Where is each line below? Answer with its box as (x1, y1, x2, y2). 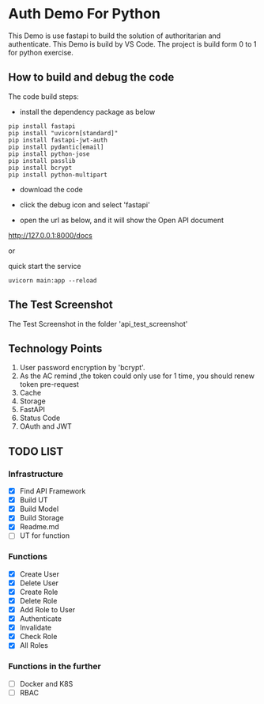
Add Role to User (19, 604, 76, 614)
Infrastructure (8, 468, 64, 479)
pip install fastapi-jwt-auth (8, 136, 108, 144)
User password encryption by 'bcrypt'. (19, 363, 145, 373)
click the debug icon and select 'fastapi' (19, 199, 150, 210)
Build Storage (19, 513, 65, 523)
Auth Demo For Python (8, 5, 160, 23)
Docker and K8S (19, 679, 74, 688)
